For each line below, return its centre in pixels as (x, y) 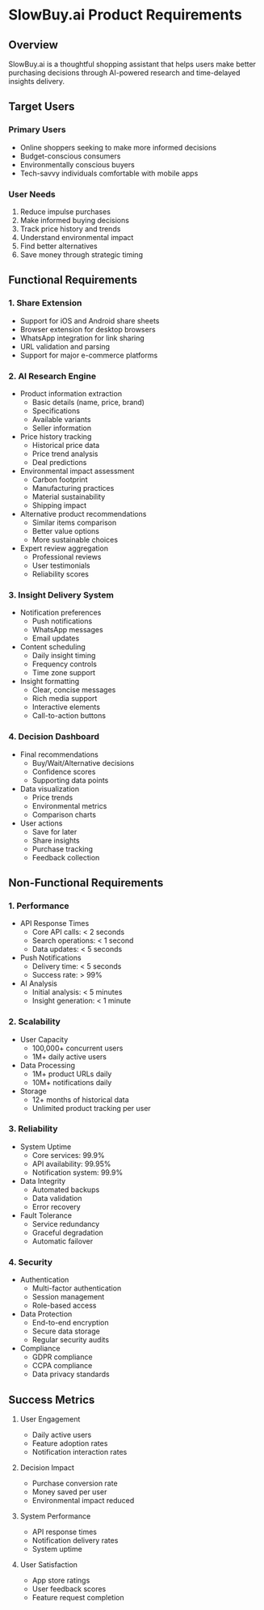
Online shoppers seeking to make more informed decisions (118, 147)
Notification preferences (61, 613)
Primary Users (37, 129)
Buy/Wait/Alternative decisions (83, 763)
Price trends (52, 797)
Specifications (56, 411)
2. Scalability (34, 1022)
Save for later (54, 831)
